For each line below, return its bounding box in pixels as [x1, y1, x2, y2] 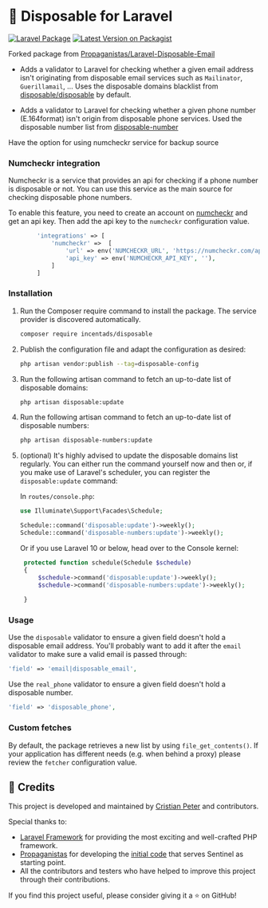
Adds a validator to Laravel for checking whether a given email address [19, 64, 254, 74]
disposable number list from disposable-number [19, 122, 179, 132]
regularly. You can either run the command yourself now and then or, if [19, 459, 253, 469]
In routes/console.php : [19, 492, 95, 501]
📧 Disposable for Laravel [8, 7, 173, 26]
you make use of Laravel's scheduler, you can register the [19, 468, 211, 478]
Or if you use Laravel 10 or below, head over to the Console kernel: [19, 543, 239, 552]
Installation [8, 288, 53, 299]
